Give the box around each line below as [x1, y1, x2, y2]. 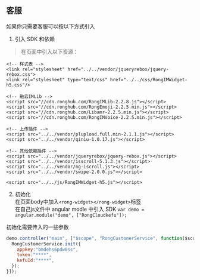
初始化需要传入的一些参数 [6, 223, 69, 230]
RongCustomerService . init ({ [11, 241, 82, 247]
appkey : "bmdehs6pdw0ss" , [17, 247, 79, 253]
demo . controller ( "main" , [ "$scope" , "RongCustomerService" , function [6, 235, 183, 241]
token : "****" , [17, 252, 52, 258]
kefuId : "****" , [17, 257, 55, 264]
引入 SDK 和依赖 [14, 35, 55, 42]
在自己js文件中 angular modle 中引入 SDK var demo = [14, 205, 145, 213]
